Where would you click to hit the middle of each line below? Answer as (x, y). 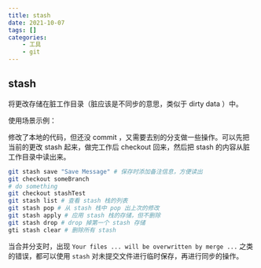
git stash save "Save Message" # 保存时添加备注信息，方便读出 (105, 171)
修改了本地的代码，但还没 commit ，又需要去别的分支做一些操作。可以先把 (129, 137)
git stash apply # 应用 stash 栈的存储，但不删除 (85, 216)
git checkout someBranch (49, 179)
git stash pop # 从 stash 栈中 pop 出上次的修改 (84, 208)
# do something (33, 186)
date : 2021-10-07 (37, 23)
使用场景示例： (32, 120)
